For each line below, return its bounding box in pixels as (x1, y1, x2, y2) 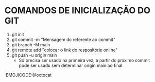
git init (11, 31, 24, 37)
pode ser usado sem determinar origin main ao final (18, 62, 122, 68)
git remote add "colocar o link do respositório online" (11, 47, 118, 53)
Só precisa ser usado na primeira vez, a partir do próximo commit (18, 57, 150, 63)
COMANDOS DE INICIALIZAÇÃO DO (4, 5, 151, 16)
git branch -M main (11, 41, 51, 47)
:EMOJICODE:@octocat (4, 72, 52, 78)
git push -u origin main (11, 52, 57, 58)
